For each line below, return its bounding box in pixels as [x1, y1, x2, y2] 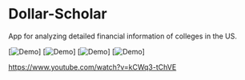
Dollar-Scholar [8, 5, 107, 23]
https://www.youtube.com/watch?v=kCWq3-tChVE [8, 62, 177, 72]
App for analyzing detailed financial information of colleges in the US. [8, 31, 238, 41]
